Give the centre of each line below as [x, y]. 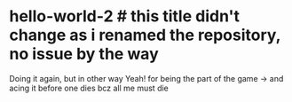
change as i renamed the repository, [145, 35]
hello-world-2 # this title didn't [124, 16]
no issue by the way [84, 54]
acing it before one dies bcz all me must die [89, 88]
